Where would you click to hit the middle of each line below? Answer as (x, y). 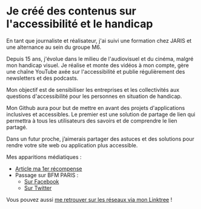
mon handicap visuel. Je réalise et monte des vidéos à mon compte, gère (98, 65)
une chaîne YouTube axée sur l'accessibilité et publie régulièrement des (96, 71)
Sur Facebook (41, 181)
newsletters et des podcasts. (42, 78)
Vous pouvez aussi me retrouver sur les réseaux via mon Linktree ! (89, 199)
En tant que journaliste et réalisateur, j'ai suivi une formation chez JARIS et (99, 40)
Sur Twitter (38, 188)
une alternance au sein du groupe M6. (54, 47)
